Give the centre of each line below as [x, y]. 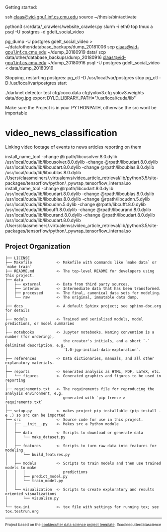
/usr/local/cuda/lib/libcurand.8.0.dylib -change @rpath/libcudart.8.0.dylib [80, 215]
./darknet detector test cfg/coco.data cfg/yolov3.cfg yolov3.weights [75, 93]
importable [16, 113]
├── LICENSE [17, 258]
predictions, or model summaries [40, 323]
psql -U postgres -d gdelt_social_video [45, 32]
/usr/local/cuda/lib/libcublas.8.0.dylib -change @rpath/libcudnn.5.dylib [78, 199]
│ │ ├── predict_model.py [37, 476]
